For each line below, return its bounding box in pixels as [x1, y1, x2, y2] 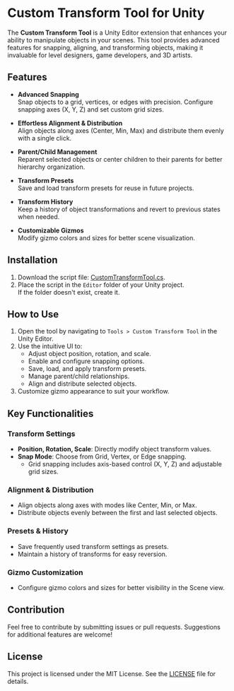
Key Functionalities [7, 408, 94, 420]
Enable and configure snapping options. [28, 357, 145, 365]
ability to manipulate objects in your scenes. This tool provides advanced [7, 35, 220, 44]
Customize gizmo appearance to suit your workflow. [17, 387, 170, 396]
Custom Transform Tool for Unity [7, 5, 205, 21]
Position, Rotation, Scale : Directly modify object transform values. [17, 445, 212, 454]
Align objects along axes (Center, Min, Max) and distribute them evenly [17, 126, 224, 135]
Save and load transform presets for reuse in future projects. [17, 184, 194, 192]
